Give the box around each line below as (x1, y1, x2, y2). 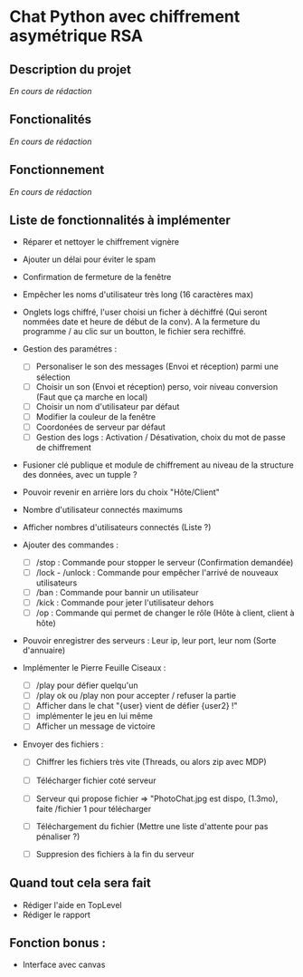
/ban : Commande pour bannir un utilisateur (35, 586, 199, 597)
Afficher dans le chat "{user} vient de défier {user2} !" (35, 701, 238, 711)
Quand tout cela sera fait (9, 875, 151, 891)
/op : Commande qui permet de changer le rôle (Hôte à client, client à (35, 607, 295, 618)
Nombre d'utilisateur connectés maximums (22, 504, 184, 515)
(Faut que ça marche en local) (35, 392, 148, 402)
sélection (35, 372, 71, 382)
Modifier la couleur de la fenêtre (35, 411, 156, 422)
